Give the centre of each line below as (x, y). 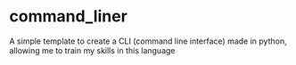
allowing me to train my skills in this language (92, 50)
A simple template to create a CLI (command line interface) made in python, (148, 41)
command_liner (68, 16)
